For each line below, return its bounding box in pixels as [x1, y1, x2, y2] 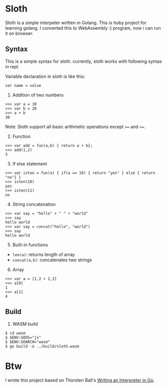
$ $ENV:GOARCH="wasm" [5, 339, 50, 344]
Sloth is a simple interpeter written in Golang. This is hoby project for [5, 20, 146, 26]
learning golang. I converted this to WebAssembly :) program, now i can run [5, 25, 161, 31]
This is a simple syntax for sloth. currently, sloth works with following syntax [5, 58, 162, 64]
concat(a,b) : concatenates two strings [12, 257, 92, 263]
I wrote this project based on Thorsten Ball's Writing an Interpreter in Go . [5, 377, 155, 383]
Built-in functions [12, 242, 48, 248]
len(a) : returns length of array [12, 251, 75, 257]
